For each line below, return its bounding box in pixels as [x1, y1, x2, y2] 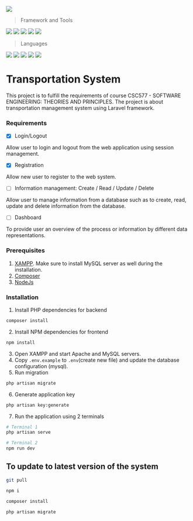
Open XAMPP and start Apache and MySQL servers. [14, 350, 142, 357]
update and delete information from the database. [6, 203, 126, 210]
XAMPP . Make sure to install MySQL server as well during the [14, 260, 163, 267]
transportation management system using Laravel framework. [6, 104, 155, 111]
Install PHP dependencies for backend [14, 307, 107, 314]
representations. [6, 232, 46, 239]
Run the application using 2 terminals [14, 413, 104, 420]
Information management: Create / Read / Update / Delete [14, 184, 154, 192]
